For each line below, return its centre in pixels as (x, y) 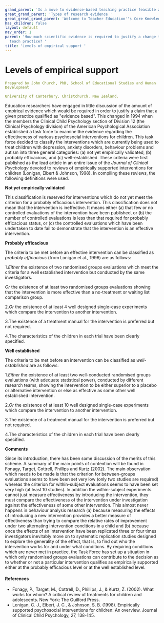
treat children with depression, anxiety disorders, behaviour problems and (79, 147)
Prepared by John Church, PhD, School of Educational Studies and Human (81, 83)
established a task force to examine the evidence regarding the (69, 132)
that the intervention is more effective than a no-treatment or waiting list (77, 292)
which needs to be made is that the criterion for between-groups (70, 474)
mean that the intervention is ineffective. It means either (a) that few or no (79, 208)
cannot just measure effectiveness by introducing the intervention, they (77, 495)
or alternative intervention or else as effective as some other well (70, 391)
